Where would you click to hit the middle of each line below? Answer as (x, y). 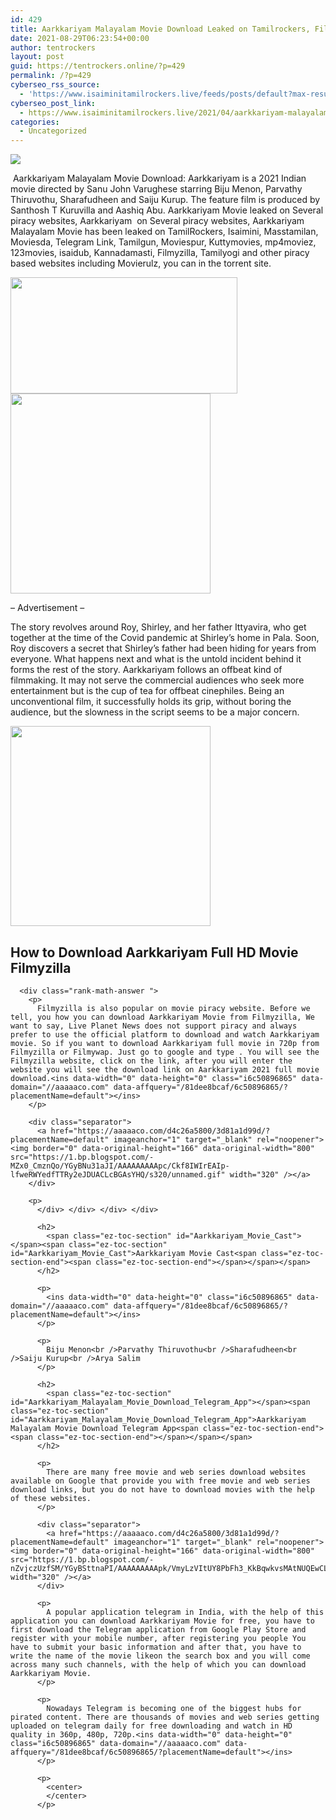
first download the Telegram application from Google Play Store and (158, 1629)
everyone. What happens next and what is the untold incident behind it (156, 659)
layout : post (37, 57)
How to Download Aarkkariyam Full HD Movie (154, 952)
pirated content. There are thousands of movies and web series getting (165, 1717)
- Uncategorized (53, 131)
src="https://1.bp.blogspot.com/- (82, 1157)
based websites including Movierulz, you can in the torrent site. (141, 263)
